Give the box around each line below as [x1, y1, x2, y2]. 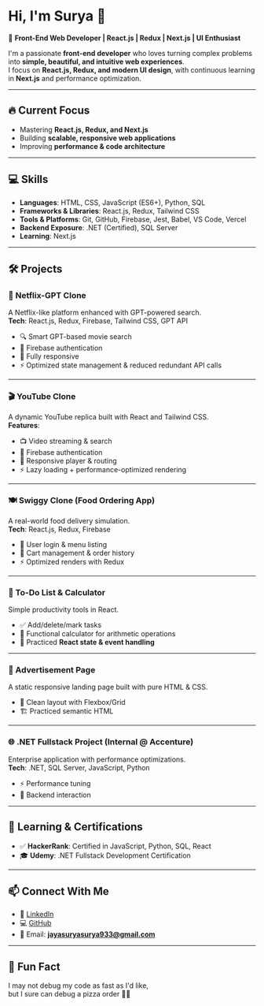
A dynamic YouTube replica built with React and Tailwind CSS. [8, 412, 210, 421]
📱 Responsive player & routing [19, 456, 118, 465]
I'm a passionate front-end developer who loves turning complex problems [8, 48, 253, 58]
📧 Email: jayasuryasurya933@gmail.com [19, 930, 156, 939]
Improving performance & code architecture [19, 141, 166, 151]
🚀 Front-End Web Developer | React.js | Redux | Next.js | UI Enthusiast [8, 33, 241, 43]
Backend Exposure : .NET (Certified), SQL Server [19, 222, 178, 232]
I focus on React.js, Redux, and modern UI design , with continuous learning [8, 65, 255, 74]
